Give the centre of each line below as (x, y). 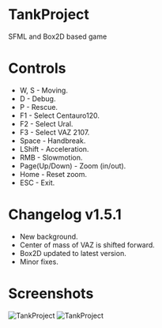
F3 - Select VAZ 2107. (55, 132)
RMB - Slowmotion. (51, 157)
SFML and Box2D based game (58, 36)
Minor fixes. (39, 262)
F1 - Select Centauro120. (60, 115)
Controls (37, 68)
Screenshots (51, 293)
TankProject (49, 15)
